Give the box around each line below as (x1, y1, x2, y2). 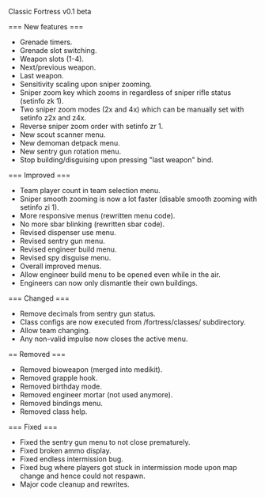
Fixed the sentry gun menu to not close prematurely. (19, 438, 191, 446)
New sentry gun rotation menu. (19, 146, 121, 156)
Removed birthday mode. (19, 381, 103, 391)
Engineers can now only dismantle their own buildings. (19, 279, 198, 287)
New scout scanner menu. (19, 130, 106, 139)
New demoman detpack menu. (19, 138, 120, 147)
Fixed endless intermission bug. (19, 454, 124, 464)
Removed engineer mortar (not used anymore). (19, 390, 173, 399)
